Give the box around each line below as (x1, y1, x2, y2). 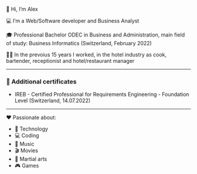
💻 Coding (14, 132, 39, 139)
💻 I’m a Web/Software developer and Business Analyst (6, 18, 140, 24)
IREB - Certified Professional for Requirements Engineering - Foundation (14, 91, 189, 98)
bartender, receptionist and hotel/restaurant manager (6, 58, 135, 64)
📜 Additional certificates (6, 77, 77, 85)
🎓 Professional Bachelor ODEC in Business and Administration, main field (6, 31, 185, 38)
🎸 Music (14, 140, 35, 148)
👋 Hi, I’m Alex (6, 6, 38, 12)
